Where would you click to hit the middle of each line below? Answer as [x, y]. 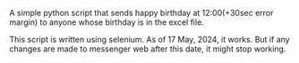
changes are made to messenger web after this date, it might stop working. [148, 49]
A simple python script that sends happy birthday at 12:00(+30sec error [141, 13]
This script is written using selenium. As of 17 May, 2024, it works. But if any [149, 39]
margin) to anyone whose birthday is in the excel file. [107, 22]
